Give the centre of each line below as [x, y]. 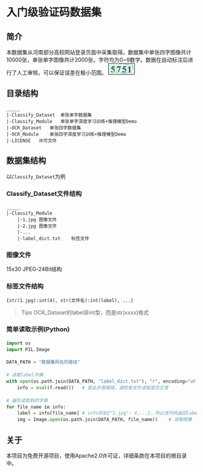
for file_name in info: [36, 407]
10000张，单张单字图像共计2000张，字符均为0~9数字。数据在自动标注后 [97, 60]
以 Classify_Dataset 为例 [36, 176]
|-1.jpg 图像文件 [37, 219]
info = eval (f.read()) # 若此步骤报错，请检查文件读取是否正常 [93, 387]
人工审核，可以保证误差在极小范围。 [62, 73]
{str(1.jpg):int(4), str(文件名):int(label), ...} [70, 300]
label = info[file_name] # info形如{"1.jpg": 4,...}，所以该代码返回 [102, 413]
